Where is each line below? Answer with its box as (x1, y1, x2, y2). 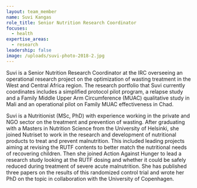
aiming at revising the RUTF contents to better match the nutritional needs (6, 144, 187, 151)
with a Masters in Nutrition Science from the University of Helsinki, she (6, 125, 179, 132)
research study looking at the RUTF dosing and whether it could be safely (6, 156, 186, 163)
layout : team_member (6, 8, 58, 15)
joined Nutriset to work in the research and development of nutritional (6, 131, 177, 138)
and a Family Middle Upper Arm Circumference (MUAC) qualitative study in (6, 94, 190, 101)
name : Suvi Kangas (6, 14, 52, 20)
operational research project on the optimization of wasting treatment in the (6, 75, 191, 82)
